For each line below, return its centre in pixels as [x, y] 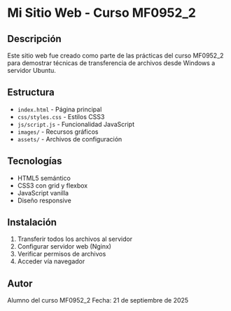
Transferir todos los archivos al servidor [75, 239]
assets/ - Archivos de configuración [70, 139]
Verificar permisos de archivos [62, 254]
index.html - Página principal [59, 109]
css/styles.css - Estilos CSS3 [61, 116]
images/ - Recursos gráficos [58, 132]
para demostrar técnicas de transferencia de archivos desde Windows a [111, 63]
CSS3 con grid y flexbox [52, 185]
